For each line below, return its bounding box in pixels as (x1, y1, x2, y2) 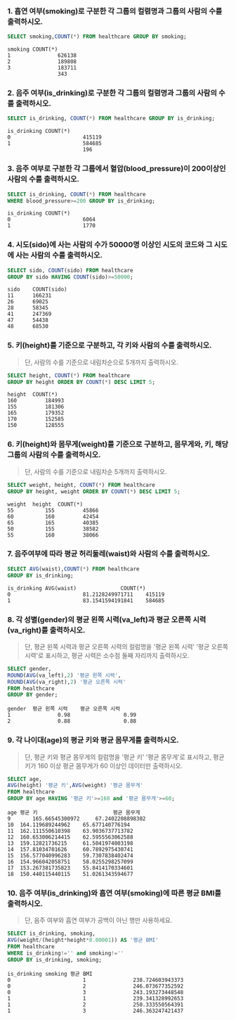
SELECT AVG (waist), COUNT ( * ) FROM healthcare (7, 565, 140, 573)
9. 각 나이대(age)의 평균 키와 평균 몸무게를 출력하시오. (7, 735, 179, 745)
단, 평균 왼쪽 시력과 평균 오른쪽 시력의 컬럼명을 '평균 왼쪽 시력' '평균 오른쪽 (24, 642, 228, 651)
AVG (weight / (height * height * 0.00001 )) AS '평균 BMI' (7, 937, 159, 944)
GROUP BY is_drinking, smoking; (7, 956, 102, 963)
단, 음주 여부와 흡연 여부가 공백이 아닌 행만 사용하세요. (24, 916, 173, 924)
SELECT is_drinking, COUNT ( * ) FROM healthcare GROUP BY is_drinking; (7, 115, 216, 122)
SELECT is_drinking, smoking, (7, 930, 96, 937)
